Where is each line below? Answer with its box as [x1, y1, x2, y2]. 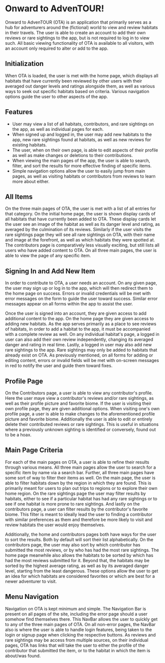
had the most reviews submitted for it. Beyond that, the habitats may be [5, 557, 150, 563]
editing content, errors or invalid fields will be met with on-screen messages [5, 358, 159, 363]
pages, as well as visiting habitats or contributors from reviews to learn [12, 173, 156, 179]
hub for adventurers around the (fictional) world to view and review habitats [5, 24, 158, 30]
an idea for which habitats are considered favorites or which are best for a [5, 573, 155, 579]
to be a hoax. [5, 432, 32, 438]
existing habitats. [12, 142, 47, 148]
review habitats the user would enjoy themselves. [5, 522, 105, 528]
